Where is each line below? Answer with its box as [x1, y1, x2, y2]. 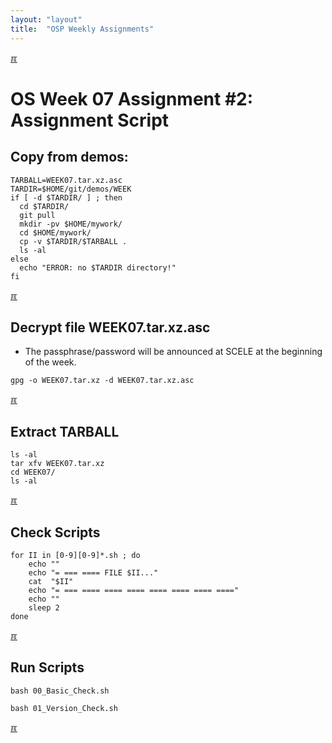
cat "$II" [28, 576, 74, 586]
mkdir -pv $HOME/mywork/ [19, 219, 123, 229]
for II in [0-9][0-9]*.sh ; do [10, 550, 141, 560]
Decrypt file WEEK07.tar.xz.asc [10, 319, 211, 336]
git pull [19, 210, 56, 220]
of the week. [24, 356, 77, 368]
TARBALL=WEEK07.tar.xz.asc [10, 175, 123, 185]
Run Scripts [10, 659, 85, 676]
